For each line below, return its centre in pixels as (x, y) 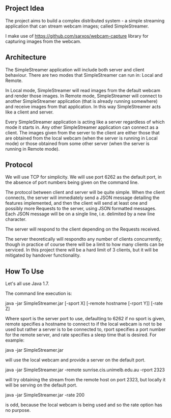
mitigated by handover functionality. (43, 255)
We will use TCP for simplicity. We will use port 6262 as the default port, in (83, 177)
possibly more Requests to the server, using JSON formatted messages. (81, 209)
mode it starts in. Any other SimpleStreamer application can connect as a (82, 127)
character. (16, 219)
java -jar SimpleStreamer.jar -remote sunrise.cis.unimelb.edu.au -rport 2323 (85, 370)
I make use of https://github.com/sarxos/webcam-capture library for (77, 36)
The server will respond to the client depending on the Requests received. (83, 229)
